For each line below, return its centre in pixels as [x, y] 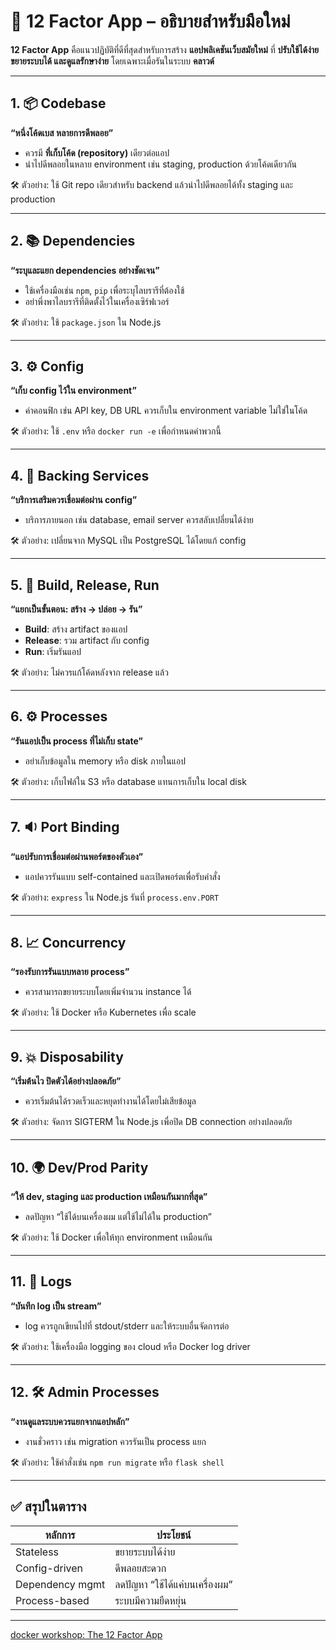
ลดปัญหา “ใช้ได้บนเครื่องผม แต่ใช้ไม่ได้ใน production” [118, 1217]
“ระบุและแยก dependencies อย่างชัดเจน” [85, 270]
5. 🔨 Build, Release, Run [85, 585]
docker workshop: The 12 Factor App [86, 1634]
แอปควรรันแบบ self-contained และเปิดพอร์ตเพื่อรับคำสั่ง [122, 876]
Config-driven [49, 1568]
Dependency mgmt [60, 1584]
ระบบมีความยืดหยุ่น [150, 1600]
